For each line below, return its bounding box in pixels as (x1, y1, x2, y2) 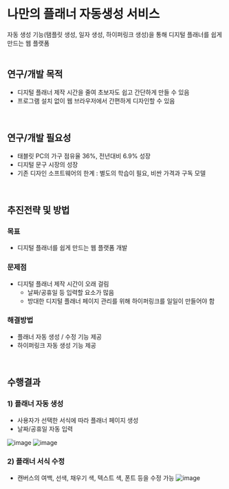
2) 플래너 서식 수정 (7, 457, 65, 466)
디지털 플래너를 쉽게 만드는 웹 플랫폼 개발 (17, 244, 128, 252)
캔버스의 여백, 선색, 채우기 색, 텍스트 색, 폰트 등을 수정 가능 (17, 473, 175, 482)
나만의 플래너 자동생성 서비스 (7, 6, 160, 22)
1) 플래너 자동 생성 (7, 399, 64, 408)
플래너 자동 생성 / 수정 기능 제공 (17, 332, 102, 341)
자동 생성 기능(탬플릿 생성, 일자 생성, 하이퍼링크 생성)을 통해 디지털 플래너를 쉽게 (7, 30, 222, 39)
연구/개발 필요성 (7, 132, 72, 144)
